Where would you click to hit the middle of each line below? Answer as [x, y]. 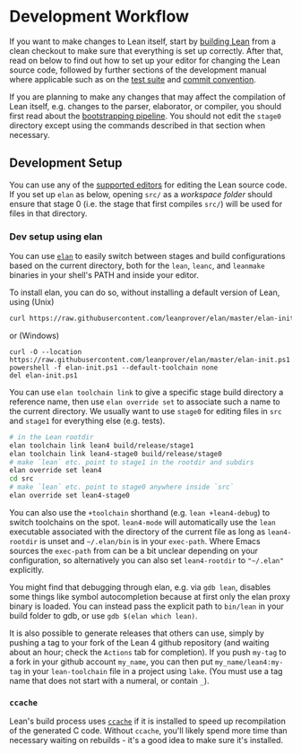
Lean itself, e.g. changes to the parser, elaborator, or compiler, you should [146, 106]
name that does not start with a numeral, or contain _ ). [109, 680]
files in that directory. [48, 213]
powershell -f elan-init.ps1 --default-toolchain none [114, 368]
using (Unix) [32, 302]
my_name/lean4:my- [249, 662]
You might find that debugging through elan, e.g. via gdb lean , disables [140, 587]
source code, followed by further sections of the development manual [138, 70]
